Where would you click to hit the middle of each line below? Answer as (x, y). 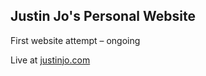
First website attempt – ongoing (75, 40)
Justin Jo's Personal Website (103, 16)
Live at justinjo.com (50, 60)
